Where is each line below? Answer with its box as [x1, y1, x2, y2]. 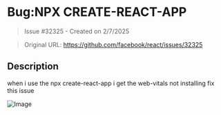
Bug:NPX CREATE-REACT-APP [7, 4, 187, 20]
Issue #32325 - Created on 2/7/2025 [23, 27, 130, 35]
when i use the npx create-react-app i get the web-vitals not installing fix [7, 79, 215, 87]
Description [7, 60, 59, 73]
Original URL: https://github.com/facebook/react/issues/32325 [23, 40, 203, 48]
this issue [7, 86, 35, 94]
